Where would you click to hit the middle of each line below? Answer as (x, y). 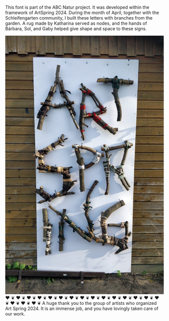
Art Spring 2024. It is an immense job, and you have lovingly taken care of (82, 308)
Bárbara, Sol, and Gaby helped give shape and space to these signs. (76, 29)
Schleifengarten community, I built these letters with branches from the (79, 18)
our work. (15, 314)
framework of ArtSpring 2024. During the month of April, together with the (82, 13)
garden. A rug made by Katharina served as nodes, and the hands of (76, 23)
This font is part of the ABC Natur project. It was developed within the (77, 7)
